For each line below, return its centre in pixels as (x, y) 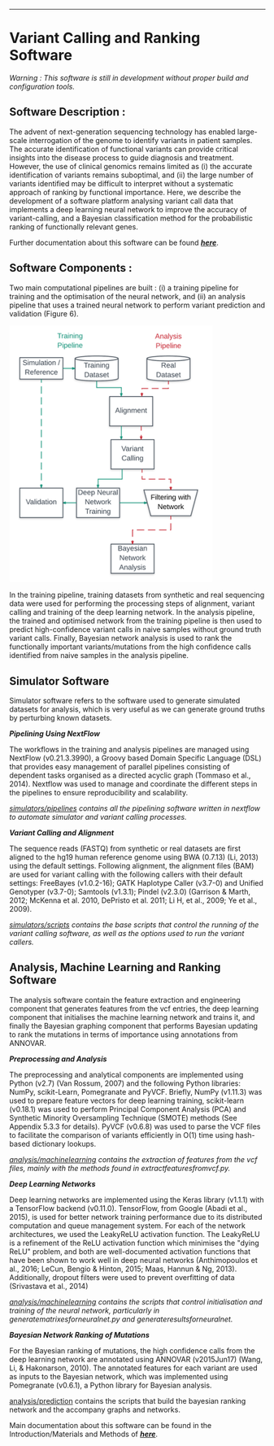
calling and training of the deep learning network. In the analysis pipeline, (132, 612)
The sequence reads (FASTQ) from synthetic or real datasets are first (125, 849)
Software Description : (67, 112)
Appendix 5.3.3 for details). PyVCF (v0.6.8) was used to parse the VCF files (135, 1126)
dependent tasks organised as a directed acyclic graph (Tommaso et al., (130, 775)
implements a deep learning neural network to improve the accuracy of (128, 209)
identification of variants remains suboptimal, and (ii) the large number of (132, 175)
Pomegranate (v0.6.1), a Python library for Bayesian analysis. (111, 1385)
